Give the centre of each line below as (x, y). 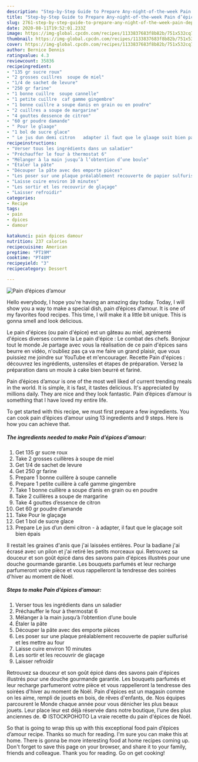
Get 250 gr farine (36, 471)
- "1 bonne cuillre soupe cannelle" (53, 94)
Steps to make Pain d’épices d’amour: (54, 590)
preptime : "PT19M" (29, 252)
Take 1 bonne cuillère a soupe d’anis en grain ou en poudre (86, 490)
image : (15, 34)
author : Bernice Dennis (36, 50)
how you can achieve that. (38, 424)
